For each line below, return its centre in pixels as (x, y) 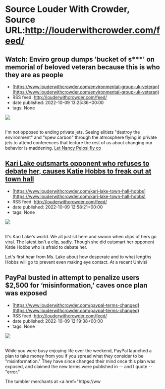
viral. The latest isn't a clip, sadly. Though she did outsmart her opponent (80, 242)
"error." (13, 372)
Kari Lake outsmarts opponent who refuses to (77, 163)
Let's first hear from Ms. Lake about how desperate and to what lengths (78, 257)
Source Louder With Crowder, (67, 9)
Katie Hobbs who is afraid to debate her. (46, 247)
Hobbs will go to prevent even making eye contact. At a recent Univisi (76, 262)
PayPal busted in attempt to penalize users (72, 278)
